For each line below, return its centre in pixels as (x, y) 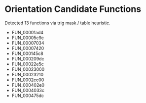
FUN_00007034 (28, 43)
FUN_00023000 (28, 69)
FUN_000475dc (28, 96)
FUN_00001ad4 (28, 32)
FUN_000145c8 (27, 53)
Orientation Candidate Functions (73, 9)
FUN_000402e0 (28, 85)
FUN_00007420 (28, 48)
